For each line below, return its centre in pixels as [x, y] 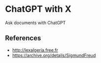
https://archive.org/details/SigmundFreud [54, 55]
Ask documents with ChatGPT [36, 23]
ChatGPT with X [38, 9]
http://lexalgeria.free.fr [35, 50]
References [23, 38]
